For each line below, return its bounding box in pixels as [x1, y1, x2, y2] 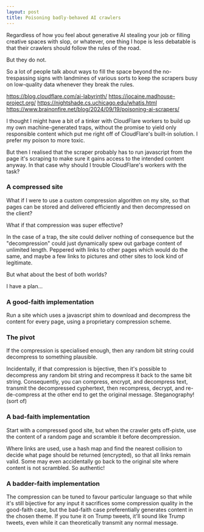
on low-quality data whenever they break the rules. [6, 80, 135, 88]
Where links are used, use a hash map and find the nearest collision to [6, 444, 183, 452]
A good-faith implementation [6, 297, 94, 306]
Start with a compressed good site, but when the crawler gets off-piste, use [6, 426, 197, 434]
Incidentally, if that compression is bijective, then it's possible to [6, 365, 167, 373]
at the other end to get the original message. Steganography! [41, 391, 195, 398]
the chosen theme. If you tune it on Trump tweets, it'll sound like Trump [6, 512, 185, 520]
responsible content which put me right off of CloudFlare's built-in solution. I [6, 130, 198, 137]
